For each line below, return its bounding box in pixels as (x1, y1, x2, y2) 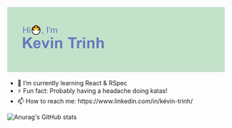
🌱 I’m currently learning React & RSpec (17, 79, 128, 87)
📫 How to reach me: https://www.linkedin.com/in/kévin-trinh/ (17, 97, 193, 105)
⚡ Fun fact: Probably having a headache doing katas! (17, 87, 168, 95)
